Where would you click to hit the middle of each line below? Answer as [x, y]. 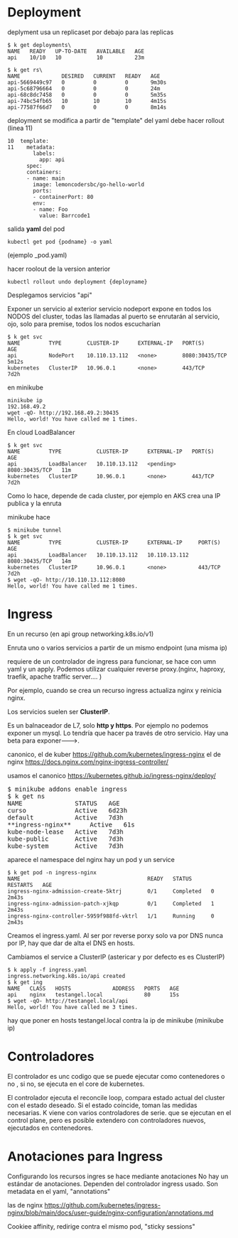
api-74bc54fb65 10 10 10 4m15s [87, 101]
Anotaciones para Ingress [85, 1156]
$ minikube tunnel [34, 530]
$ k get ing [25, 982]
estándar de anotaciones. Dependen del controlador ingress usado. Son [113, 1183]
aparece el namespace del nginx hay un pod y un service [91, 859]
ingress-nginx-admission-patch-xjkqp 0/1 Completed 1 [111, 903]
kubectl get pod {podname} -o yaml [60, 242]
